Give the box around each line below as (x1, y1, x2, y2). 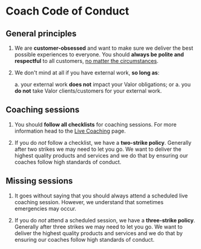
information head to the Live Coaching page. (14, 127, 126, 134)
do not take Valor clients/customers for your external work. (14, 87, 162, 95)
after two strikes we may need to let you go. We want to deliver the (14, 145, 182, 153)
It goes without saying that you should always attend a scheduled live (14, 192, 188, 199)
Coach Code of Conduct (5, 4, 130, 18)
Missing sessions (5, 176, 73, 186)
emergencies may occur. (14, 205, 77, 212)
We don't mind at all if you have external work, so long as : (14, 69, 160, 76)
